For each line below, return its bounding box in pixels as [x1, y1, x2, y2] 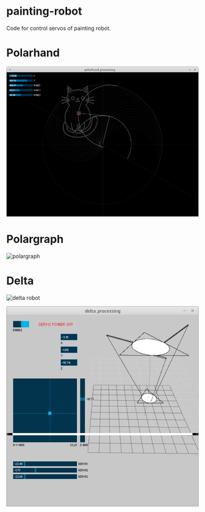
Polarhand [6, 46, 60, 60]
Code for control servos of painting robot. [6, 24, 111, 32]
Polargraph [6, 232, 64, 246]
